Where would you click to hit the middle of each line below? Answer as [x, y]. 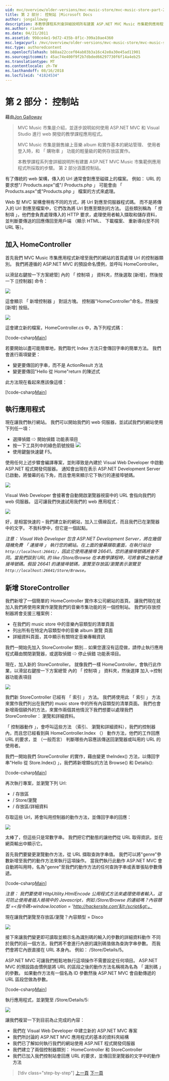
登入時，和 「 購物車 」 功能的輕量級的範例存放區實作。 [75, 151]
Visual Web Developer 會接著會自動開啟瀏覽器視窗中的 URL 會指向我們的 [80, 495]
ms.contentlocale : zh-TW [31, 66]
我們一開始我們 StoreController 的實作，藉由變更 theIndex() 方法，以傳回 [80, 756]
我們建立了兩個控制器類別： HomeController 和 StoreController [77, 1050]
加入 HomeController [38, 245]
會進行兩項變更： [23, 354]
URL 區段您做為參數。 [28, 979]
